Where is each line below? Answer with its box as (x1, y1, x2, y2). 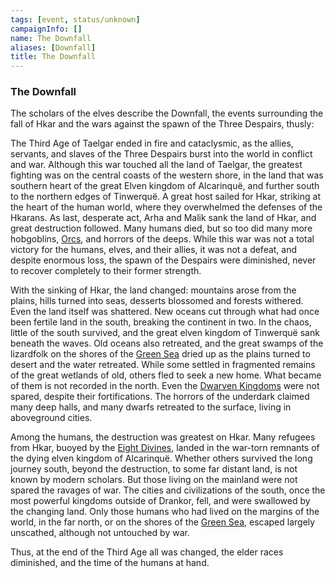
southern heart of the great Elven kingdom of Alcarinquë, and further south (10, 180, 320, 192)
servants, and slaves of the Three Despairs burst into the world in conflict (10, 148, 313, 160)
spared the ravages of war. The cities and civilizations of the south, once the (10, 484, 326, 496)
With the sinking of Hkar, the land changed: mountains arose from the (10, 284, 297, 296)
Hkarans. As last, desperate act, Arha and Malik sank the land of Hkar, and (10, 212, 317, 224)
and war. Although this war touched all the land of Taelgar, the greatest (10, 159, 303, 171)
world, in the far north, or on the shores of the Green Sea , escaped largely (10, 516, 316, 528)
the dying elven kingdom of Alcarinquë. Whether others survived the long (10, 452, 313, 465)
